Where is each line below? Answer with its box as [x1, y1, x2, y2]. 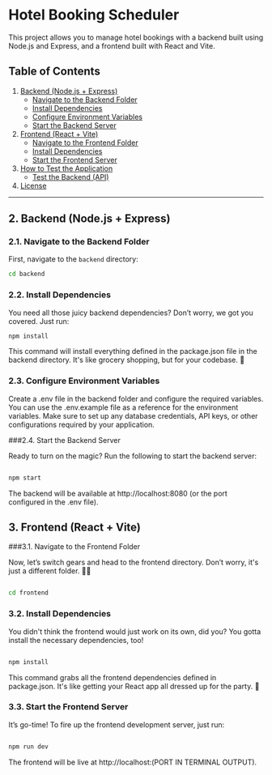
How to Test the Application [19, 164, 113, 173]
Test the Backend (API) [32, 172, 109, 181]
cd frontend [8, 589, 49, 597]
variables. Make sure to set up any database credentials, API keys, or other [8, 411, 258, 420]
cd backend [8, 270, 45, 279]
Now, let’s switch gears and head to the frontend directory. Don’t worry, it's [8, 557, 259, 568]
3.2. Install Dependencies [8, 608, 112, 620]
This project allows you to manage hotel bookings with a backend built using [8, 32, 264, 42]
